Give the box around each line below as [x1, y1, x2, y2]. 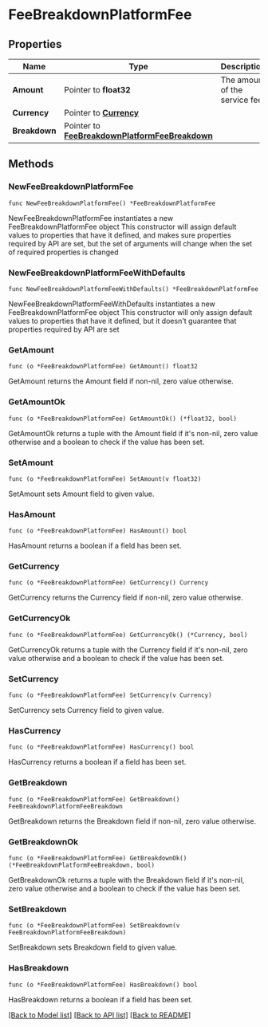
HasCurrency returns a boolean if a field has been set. [8, 757, 187, 767]
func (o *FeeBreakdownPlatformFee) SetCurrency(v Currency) [8, 691, 213, 699]
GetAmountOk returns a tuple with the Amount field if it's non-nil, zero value [8, 428, 258, 438]
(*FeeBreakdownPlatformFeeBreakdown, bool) [8, 861, 156, 869]
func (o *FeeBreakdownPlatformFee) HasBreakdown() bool [8, 981, 198, 989]
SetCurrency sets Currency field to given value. [8, 706, 164, 715]
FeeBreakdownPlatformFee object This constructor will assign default [8, 222, 237, 231]
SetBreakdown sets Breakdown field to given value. [8, 942, 178, 952]
